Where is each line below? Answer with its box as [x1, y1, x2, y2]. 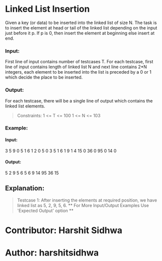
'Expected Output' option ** [17, 208, 74, 213]
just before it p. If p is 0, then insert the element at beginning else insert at [5, 30, 155, 36]
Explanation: [5, 184, 45, 192]
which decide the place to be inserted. [5, 75, 83, 80]
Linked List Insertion [5, 3, 90, 15]
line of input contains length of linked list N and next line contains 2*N [5, 64, 147, 70]
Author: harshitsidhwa [5, 247, 99, 259]
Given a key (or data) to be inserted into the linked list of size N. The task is [5, 20, 157, 26]
